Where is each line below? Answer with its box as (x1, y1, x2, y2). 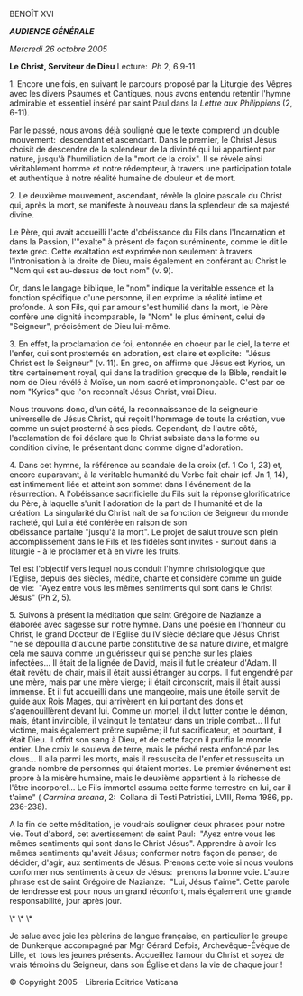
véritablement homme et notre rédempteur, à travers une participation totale (9, 163, 292, 173)
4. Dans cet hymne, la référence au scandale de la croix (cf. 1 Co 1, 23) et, (9, 460, 283, 470)
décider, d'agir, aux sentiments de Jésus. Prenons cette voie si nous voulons (9, 857, 294, 868)
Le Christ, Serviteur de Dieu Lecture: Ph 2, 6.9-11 (9, 61, 196, 71)
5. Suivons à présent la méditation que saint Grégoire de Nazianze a (9, 610, 262, 620)
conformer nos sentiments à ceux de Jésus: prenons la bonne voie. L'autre (9, 867, 289, 877)
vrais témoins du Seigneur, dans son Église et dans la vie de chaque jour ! (9, 959, 283, 970)
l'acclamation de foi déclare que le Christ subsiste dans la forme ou (9, 433, 260, 443)
